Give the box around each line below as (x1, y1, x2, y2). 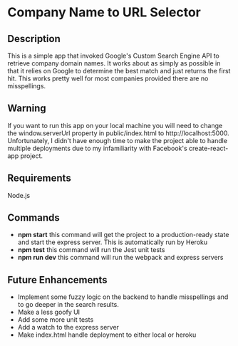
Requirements (7, 172, 71, 184)
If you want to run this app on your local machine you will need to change (7, 121, 223, 130)
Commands (7, 211, 61, 224)
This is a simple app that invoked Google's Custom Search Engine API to (7, 51, 219, 60)
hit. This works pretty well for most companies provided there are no (7, 74, 209, 83)
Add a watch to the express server (17, 323, 120, 332)
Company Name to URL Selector (7, 4, 201, 21)
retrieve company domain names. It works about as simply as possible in (7, 59, 221, 68)
